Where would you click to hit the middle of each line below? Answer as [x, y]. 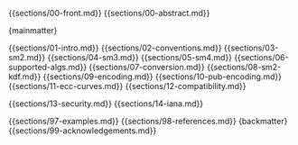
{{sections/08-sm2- [244, 67]
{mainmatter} [33, 30]
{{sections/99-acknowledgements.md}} [83, 131]
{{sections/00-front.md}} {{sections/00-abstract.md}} [109, 13]
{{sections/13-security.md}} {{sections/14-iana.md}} [106, 104]
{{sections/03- [251, 48]
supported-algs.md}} [48, 67]
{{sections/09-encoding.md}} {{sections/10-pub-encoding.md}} [162, 77]
